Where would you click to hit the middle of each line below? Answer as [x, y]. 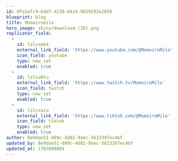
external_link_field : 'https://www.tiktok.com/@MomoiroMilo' [93, 116]
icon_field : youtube [42, 55]
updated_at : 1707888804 [35, 149]
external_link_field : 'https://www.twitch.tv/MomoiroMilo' [91, 83]
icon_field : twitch [41, 88]
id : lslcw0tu [33, 77]
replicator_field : [29, 34]
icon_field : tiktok [41, 121]
